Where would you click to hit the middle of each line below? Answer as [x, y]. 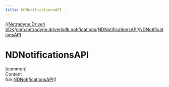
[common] [16, 68]
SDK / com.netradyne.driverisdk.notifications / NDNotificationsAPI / [72, 29]
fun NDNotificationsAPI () [31, 79]
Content [14, 74]
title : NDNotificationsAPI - [36, 10]
